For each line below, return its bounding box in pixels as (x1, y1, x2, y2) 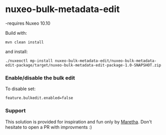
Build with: (5, 30, 27, 36)
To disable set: (5, 86, 36, 92)
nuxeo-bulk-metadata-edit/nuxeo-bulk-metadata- (54, 58, 157, 63)
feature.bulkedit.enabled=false (5, 96, 73, 101)
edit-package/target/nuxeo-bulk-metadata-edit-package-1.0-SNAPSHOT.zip (5, 62, 161, 67)
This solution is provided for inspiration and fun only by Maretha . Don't (5, 118, 152, 124)
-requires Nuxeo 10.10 (5, 20, 50, 26)
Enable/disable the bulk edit (5, 74, 75, 81)
